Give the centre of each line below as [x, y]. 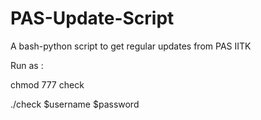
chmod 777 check [47, 84]
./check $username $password [75, 104]
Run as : [27, 65]
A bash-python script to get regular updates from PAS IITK [131, 46]
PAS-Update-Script [92, 18]
